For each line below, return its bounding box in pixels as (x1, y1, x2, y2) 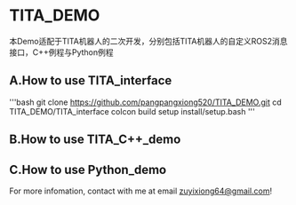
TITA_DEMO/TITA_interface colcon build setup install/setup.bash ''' (9, 106, 255, 116)
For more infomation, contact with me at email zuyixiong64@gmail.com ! (9, 185, 273, 196)
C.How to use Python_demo (9, 162, 167, 177)
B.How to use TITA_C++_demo (9, 132, 181, 147)
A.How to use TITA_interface (9, 73, 172, 89)
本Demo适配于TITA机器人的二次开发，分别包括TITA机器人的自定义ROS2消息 (9, 35, 288, 46)
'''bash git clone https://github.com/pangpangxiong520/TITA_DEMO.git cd (9, 97, 282, 107)
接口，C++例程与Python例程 (9, 46, 114, 58)
